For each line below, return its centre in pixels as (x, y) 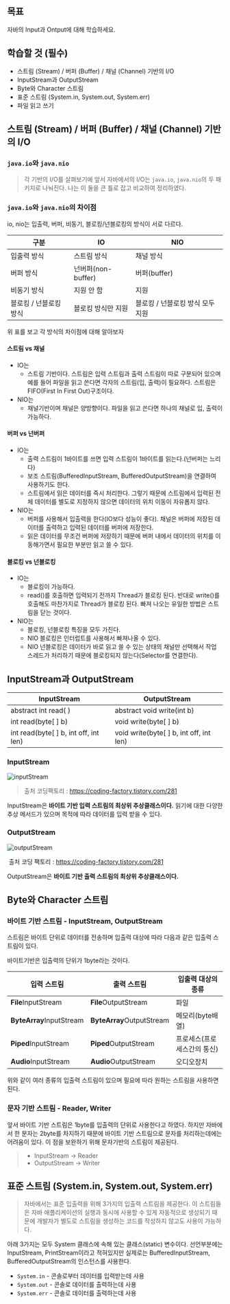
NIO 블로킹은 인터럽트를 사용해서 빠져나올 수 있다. (94, 638)
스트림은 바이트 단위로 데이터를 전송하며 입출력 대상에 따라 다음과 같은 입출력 (110, 937)
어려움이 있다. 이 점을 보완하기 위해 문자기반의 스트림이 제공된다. (93, 1142)
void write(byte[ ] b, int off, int (163, 733)
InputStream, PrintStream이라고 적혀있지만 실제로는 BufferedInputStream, (108, 1253)
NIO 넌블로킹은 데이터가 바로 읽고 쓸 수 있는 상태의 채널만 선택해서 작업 (122, 647)
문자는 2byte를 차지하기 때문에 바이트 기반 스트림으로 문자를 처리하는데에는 (122, 1133)
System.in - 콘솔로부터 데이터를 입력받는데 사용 (81, 1276)
